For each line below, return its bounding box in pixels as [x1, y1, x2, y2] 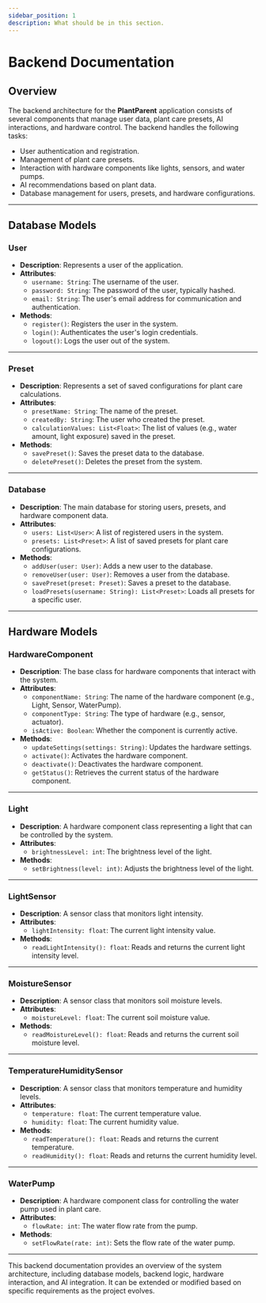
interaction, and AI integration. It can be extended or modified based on [8, 1277, 241, 1287]
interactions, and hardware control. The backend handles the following [8, 122, 239, 131]
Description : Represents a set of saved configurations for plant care [19, 381, 243, 391]
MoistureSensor [8, 977, 72, 989]
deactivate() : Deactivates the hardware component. [31, 760, 203, 769]
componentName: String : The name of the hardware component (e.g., [31, 692, 255, 702]
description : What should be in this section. [8, 19, 165, 27]
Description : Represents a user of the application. [19, 261, 184, 270]
